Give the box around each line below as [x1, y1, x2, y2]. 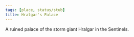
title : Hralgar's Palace [5, 12, 58, 17]
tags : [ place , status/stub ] [5, 7, 65, 13]
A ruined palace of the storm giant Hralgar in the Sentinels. [5, 26, 129, 32]
